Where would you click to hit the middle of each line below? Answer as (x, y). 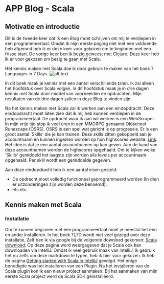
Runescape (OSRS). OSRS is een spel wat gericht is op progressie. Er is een (82, 129)
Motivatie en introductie (42, 27)
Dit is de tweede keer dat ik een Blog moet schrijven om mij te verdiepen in (81, 38)
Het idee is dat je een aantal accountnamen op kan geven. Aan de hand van (81, 144)
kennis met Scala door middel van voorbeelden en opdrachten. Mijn (73, 94)
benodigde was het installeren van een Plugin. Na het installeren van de (77, 266)
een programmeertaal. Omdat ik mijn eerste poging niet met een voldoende (81, 44)
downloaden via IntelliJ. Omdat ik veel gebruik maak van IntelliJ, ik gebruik (80, 250)
